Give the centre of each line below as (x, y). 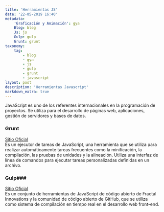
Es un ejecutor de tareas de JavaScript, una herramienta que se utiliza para (81, 144)
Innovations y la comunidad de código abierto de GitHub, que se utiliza (77, 199)
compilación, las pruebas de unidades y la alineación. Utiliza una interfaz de (82, 155)
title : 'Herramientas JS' (31, 10)
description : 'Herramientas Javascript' (47, 87)
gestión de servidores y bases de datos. (46, 116)
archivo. (13, 165)
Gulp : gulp (25, 37)
